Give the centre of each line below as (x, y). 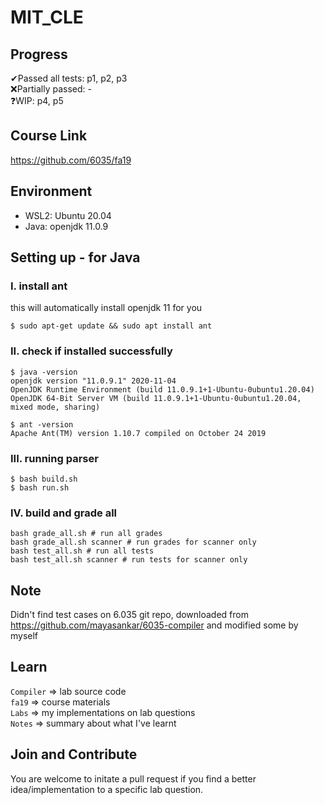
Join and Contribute (74, 754)
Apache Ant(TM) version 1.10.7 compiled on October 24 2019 (138, 433)
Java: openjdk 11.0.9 (66, 226)
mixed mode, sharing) (55, 407)
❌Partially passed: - (51, 89)
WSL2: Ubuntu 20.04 (68, 215)
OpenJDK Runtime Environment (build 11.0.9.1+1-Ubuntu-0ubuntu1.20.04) (162, 389)
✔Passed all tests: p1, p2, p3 (69, 78)
